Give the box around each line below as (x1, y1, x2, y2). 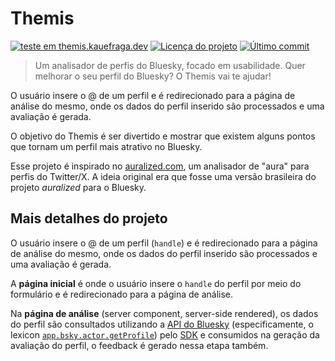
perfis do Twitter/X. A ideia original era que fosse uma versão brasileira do (10, 170, 317, 182)
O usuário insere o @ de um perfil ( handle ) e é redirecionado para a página (10, 237, 318, 249)
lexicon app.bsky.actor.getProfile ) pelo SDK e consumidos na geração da (10, 328, 320, 341)
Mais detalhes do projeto (10, 210, 168, 227)
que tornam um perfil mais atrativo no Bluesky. (10, 140, 203, 152)
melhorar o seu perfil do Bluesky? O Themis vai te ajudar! (34, 70, 272, 82)
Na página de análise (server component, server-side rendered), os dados (10, 307, 319, 319)
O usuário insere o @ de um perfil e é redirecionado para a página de (10, 89, 296, 101)
